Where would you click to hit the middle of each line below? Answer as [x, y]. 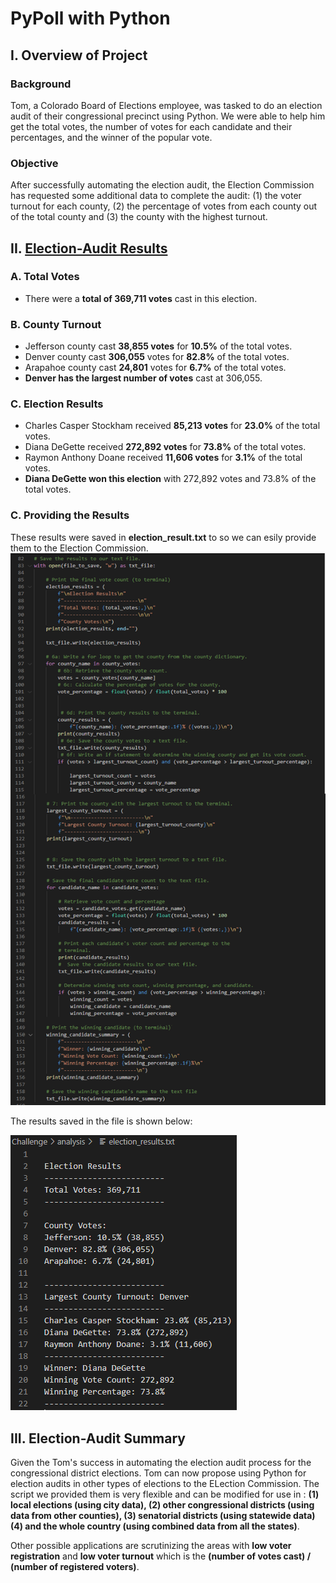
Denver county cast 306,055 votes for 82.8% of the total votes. [157, 357]
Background [41, 84]
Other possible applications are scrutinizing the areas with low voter [151, 1546]
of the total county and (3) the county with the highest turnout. [139, 217]
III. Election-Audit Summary [98, 1438]
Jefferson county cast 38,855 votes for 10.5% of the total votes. [158, 346]
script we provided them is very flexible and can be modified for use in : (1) [165, 1494]
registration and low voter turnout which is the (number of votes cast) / [161, 1556]
